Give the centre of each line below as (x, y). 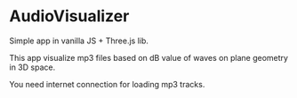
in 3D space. (32, 67)
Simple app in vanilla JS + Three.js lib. (79, 41)
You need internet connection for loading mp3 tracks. (107, 84)
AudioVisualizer (69, 16)
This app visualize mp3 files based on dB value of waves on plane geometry (149, 57)
